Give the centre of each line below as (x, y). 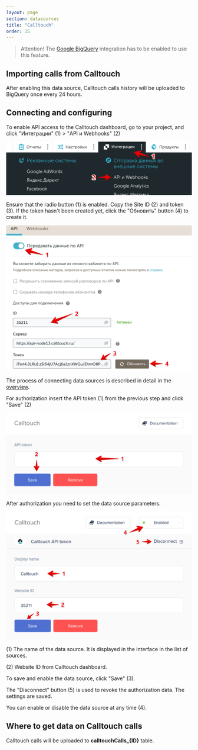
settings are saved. (29, 696)
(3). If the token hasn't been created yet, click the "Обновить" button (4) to (97, 211)
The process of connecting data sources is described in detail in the (89, 380)
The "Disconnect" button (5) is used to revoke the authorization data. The (95, 690)
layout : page (22, 12)
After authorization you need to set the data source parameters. (83, 504)
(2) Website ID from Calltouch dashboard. (57, 667)
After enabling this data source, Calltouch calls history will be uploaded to (95, 88)
